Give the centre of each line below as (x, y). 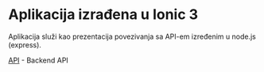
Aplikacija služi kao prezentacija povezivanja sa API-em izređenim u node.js (132, 36)
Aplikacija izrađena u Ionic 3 (103, 15)
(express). (25, 44)
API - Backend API (39, 60)
